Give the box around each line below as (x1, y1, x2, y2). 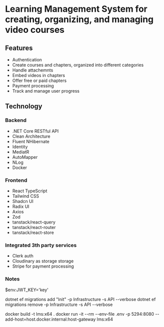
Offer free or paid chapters (12, 77, 67, 83)
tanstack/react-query (12, 219, 55, 225)
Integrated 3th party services (5, 242, 77, 249)
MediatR (12, 149, 29, 155)
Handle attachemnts (12, 67, 54, 73)
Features (5, 44, 33, 52)
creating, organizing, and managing (5, 14, 154, 25)
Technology (5, 102, 43, 111)
